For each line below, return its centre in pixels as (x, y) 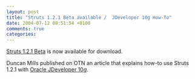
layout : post (23, 12)
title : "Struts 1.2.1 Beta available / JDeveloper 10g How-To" (89, 17)
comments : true (25, 29)
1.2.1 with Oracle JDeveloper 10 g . (48, 69)
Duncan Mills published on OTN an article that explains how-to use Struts (98, 63)
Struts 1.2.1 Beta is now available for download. (64, 51)
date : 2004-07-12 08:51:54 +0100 (48, 23)
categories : (21, 34)
